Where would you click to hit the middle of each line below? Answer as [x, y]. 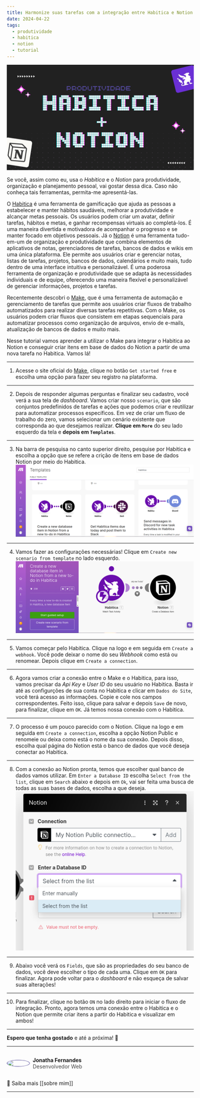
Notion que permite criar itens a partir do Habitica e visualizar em [95, 1015]
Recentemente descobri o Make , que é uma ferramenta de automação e [95, 298]
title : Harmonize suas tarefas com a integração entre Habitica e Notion [100, 13]
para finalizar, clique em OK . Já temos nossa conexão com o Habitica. [100, 709]
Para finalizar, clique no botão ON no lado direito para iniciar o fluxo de [101, 1002]
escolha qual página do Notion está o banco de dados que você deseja [102, 745]
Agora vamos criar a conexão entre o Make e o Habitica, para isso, [97, 678]
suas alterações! [35, 985]
